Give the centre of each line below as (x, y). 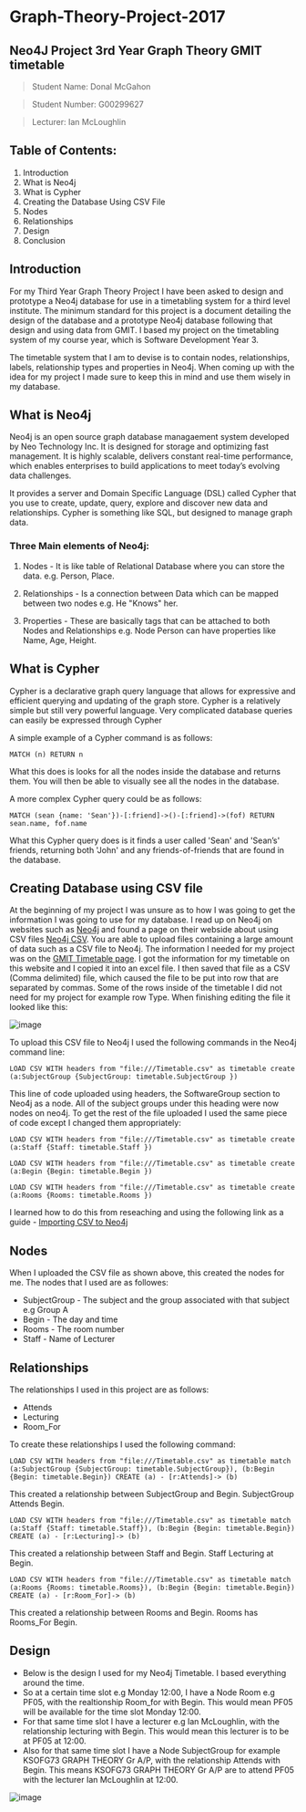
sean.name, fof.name (49, 823)
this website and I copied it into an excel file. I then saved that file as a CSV (150, 968)
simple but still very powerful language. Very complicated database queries (151, 710)
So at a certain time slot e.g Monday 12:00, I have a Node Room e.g (148, 1692)
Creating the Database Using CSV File (94, 202)
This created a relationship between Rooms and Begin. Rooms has (134, 1612)
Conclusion (44, 240)
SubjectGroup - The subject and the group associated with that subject (156, 1300)
